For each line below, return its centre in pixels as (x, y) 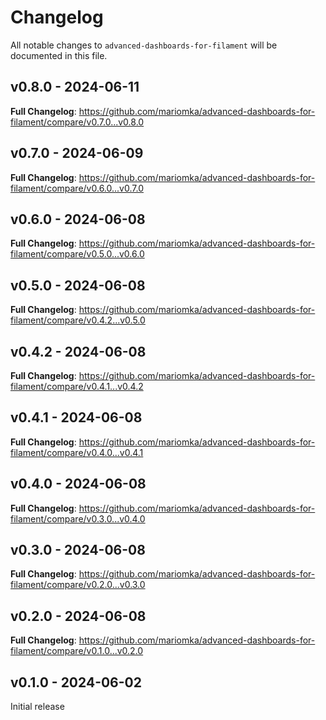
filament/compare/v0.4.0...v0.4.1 (77, 452)
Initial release (37, 707)
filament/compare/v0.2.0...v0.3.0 (78, 585)
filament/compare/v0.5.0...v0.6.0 (77, 254)
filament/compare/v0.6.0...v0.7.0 (77, 188)
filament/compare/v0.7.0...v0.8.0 (77, 122)
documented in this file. (59, 55)
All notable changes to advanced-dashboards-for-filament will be (144, 45)
